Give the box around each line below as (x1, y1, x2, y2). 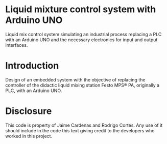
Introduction (5, 60, 59, 72)
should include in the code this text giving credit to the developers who (5, 127, 155, 133)
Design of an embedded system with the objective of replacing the (5, 76, 146, 82)
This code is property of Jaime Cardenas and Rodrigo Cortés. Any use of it (5, 122, 163, 128)
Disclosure (5, 105, 52, 117)
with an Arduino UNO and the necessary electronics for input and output (5, 37, 158, 43)
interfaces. (5, 42, 28, 48)
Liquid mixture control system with (5, 4, 156, 15)
